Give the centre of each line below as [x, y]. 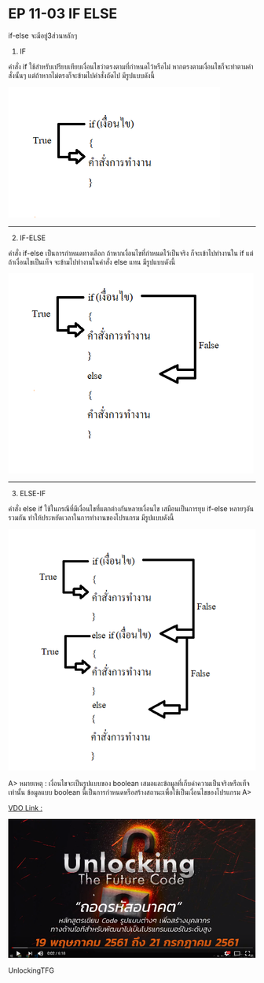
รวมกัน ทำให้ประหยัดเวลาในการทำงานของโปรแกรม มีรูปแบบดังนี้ [91, 517]
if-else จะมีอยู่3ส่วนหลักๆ [43, 35]
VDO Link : [26, 807]
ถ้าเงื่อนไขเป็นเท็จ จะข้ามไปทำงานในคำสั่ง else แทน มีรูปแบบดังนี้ [92, 262]
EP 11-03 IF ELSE [63, 14]
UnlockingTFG [31, 970]
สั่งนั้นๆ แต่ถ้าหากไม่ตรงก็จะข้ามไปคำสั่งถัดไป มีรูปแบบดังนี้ [81, 75]
